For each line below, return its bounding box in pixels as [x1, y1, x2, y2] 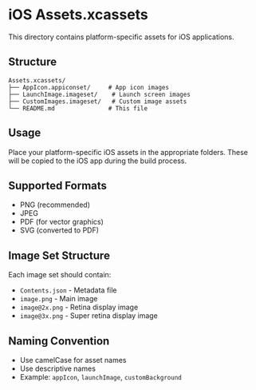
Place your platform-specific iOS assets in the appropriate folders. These [8, 147, 249, 157]
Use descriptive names [19, 364, 96, 373]
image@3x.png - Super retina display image [19, 311, 158, 320]
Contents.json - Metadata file [19, 285, 117, 295]
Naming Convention [8, 334, 110, 348]
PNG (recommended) [19, 200, 90, 209]
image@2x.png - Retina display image [19, 302, 139, 312]
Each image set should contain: [8, 270, 112, 280]
